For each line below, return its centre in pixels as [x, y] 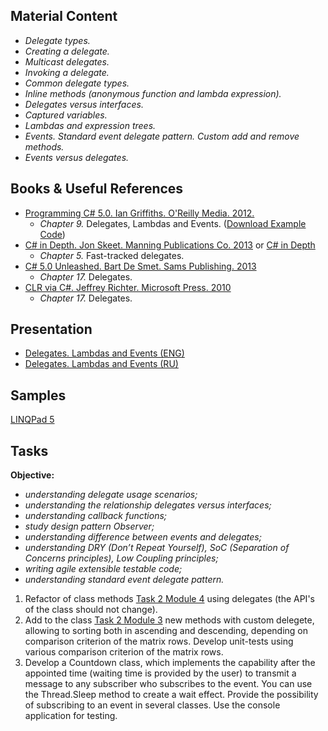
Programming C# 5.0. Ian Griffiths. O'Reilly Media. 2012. [139, 213]
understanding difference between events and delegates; [143, 537]
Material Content [64, 16]
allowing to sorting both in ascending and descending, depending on [166, 631]
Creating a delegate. [67, 51]
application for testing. [71, 716]
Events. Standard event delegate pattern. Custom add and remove [162, 136]
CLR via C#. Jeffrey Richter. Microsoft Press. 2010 [128, 287]
